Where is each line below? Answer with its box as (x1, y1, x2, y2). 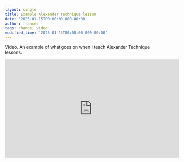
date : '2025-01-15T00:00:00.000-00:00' (5, 16, 88, 21)
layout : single (5, 7, 37, 12)
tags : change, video (5, 26, 48, 31)
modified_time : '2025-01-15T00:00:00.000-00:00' (5, 30, 108, 35)
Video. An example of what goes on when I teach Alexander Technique (5, 44, 150, 50)
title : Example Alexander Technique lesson (5, 12, 97, 17)
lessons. (5, 49, 22, 55)
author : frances (5, 21, 39, 26)
